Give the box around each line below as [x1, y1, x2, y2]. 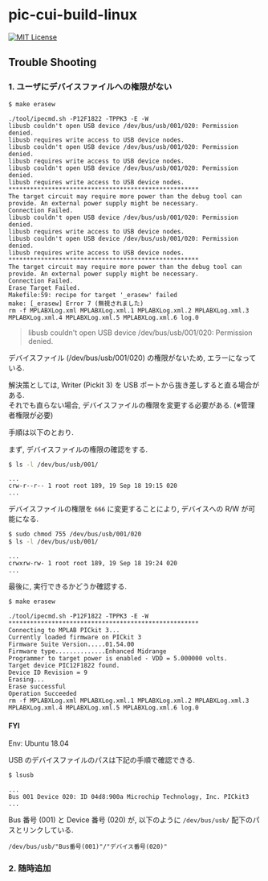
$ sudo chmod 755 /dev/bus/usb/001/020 [8, 530, 142, 539]
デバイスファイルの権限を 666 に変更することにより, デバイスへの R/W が [8, 504, 249, 514]
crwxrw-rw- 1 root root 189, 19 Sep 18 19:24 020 [8, 560, 178, 568]
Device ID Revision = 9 [8, 668, 88, 676]
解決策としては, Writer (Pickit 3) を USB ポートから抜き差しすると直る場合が [8, 380, 260, 390]
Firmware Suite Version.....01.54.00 [8, 640, 135, 648]
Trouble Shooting [8, 56, 97, 69]
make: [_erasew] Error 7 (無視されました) [8, 300, 144, 308]
